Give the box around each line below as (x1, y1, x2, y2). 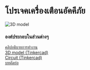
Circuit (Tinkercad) (5, 55, 42, 60)
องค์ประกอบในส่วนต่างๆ (5, 33, 49, 40)
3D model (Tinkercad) (5, 50, 49, 56)
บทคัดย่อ (5, 60, 19, 66)
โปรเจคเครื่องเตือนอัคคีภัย (5, 5, 86, 16)
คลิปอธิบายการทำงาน (5, 44, 38, 50)
